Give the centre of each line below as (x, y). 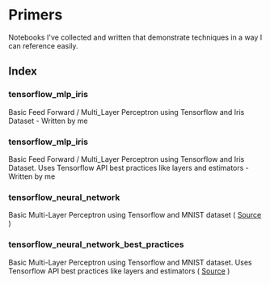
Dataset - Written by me (48, 121)
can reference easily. (43, 45)
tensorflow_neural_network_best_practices (96, 244)
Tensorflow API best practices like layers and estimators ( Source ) (119, 271)
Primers (36, 15)
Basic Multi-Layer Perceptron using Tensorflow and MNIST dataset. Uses (130, 262)
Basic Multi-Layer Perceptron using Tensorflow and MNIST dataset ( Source (135, 215)
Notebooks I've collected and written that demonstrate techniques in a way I (135, 37)
